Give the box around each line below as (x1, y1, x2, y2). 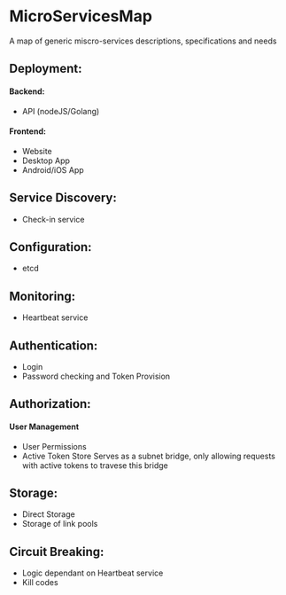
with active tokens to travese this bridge (21, 459, 168, 471)
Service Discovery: (9, 191, 117, 206)
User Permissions (21, 441, 87, 451)
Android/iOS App (21, 164, 84, 175)
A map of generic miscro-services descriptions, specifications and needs (9, 35, 277, 46)
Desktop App (21, 155, 71, 166)
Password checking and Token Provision (21, 371, 171, 381)
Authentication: (9, 338, 98, 353)
